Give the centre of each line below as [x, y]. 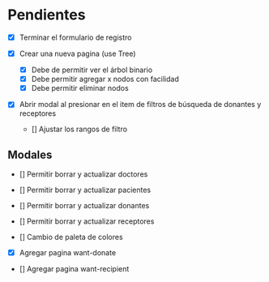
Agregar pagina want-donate [68, 253]
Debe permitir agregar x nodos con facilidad [105, 79]
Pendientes [47, 15]
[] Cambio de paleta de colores [71, 237]
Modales [30, 154]
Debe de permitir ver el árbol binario [92, 70]
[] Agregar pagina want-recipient [74, 269]
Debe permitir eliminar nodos [80, 88]
